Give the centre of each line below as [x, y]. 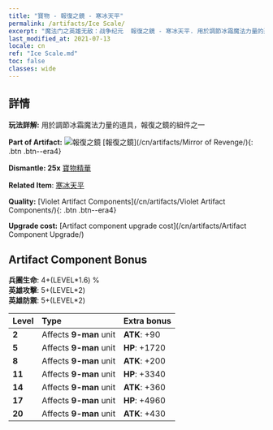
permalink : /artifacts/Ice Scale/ [67, 24]
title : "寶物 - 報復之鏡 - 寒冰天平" [66, 16]
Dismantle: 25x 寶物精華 [50, 168]
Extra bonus [147, 321]
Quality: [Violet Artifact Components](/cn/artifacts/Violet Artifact [117, 201]
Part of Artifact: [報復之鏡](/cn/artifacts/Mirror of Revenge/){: [131, 142]
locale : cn [27, 46]
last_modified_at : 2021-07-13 [60, 39]
